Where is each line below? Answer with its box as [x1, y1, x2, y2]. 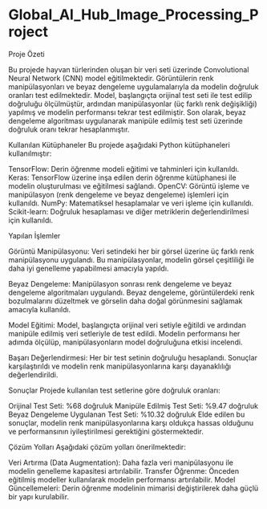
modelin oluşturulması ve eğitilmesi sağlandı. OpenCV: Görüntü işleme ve [8, 181, 250, 190]
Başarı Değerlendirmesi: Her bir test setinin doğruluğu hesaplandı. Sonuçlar [8, 352, 258, 362]
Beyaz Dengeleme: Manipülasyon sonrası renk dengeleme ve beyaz [8, 279, 233, 288]
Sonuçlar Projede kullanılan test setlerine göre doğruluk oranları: [8, 385, 220, 395]
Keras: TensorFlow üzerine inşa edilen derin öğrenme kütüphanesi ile [8, 173, 237, 182]
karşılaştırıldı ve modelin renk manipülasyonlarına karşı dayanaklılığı [8, 361, 231, 371]
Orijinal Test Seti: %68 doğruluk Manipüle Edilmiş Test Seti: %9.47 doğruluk [8, 401, 259, 410]
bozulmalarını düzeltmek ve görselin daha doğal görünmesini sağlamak [8, 295, 243, 306]
